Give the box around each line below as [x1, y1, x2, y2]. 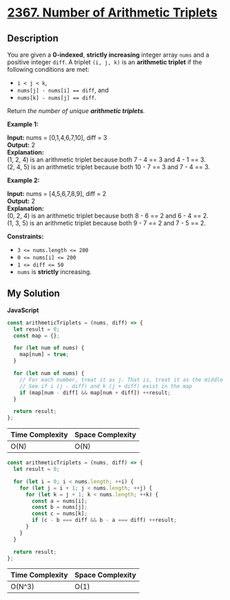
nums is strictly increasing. [17, 268, 92, 275]
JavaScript [7, 306, 39, 314]
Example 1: [7, 120, 39, 128]
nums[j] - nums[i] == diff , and [17, 86, 109, 94]
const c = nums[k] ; [32, 510, 88, 517]
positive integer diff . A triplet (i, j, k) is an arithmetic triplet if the [7, 58, 202, 66]
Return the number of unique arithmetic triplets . [7, 107, 145, 115]
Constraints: [7, 233, 44, 240]
